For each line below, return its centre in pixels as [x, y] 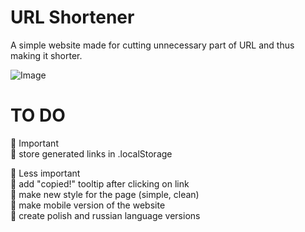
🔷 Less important [45, 173]
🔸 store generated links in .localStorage [91, 153]
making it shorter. [46, 55]
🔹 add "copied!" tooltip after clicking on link [100, 183]
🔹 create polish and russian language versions [105, 215]
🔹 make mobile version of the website [88, 205]
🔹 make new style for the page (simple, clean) [105, 194]
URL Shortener [72, 17]
